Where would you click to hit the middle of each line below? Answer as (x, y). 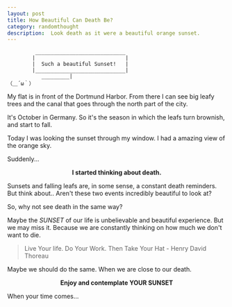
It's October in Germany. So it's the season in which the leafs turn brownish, (116, 117)
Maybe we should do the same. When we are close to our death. (100, 269)
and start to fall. (30, 125)
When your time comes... (43, 297)
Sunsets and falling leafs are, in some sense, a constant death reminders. (112, 186)
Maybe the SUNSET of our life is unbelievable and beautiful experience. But (115, 220)
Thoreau (36, 256)
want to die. (24, 235)
